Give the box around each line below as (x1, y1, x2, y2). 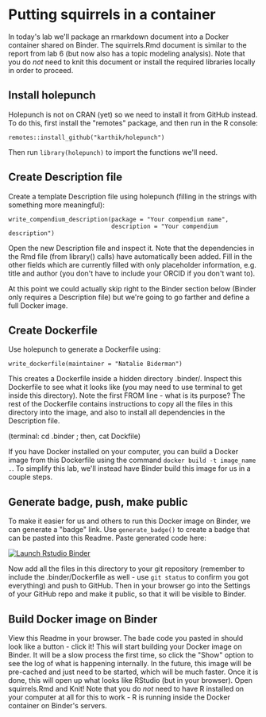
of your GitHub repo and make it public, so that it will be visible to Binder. (8, 589, 246, 599)
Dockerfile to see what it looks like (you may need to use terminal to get (8, 383, 243, 392)
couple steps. (8, 472, 53, 482)
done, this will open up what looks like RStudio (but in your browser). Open (8, 676, 253, 684)
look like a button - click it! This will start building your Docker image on (8, 642, 242, 651)
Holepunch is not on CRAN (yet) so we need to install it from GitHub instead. (8, 110, 258, 119)
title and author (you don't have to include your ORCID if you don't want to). (8, 268, 256, 278)
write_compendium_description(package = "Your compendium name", (8, 215, 229, 223)
